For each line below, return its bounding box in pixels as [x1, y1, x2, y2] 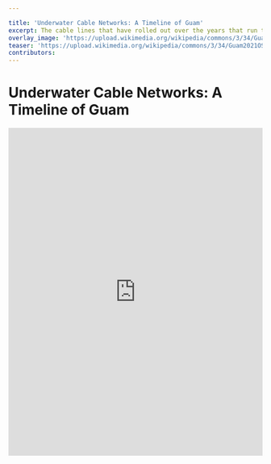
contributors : [8, 49, 56, 57]
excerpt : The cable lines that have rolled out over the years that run [8, 26, 258, 35]
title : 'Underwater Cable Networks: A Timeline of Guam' [8, 19, 204, 27]
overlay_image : [8, 34, 60, 42]
